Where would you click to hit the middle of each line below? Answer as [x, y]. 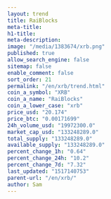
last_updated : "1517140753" [48, 171]
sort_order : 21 [30, 79]
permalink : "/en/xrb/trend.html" [56, 86]
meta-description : [34, 40]
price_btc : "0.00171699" [44, 119]
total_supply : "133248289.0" [50, 138]
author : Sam [25, 184]
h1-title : [22, 34]
